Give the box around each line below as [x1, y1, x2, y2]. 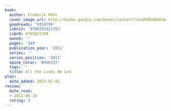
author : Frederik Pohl [9, 12, 58, 17]
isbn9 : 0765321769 [9, 31, 49, 36]
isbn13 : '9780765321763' [9, 27, 62, 32]
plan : [5, 74, 16, 79]
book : [5, 7, 16, 13]
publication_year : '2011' [9, 46, 65, 51]
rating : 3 [9, 98, 30, 103]
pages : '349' [9, 41, 37, 46]
